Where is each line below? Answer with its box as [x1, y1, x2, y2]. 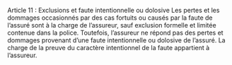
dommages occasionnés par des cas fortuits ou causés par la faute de [7, 13, 213, 22]
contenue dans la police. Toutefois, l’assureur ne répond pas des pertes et [7, 28, 224, 37]
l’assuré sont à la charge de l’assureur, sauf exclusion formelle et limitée [7, 21, 217, 29]
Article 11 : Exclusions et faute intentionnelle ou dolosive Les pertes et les [7, 6, 220, 14]
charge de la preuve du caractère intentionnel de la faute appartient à [7, 44, 210, 52]
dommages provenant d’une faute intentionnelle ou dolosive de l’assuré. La [7, 36, 226, 45]
